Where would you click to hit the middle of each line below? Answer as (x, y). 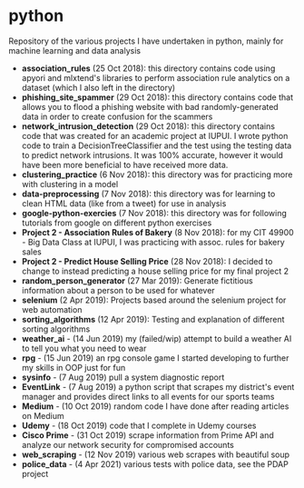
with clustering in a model (70, 184)
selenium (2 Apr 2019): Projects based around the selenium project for (154, 300)
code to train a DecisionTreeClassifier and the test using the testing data (157, 145)
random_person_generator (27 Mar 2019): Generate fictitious (137, 280)
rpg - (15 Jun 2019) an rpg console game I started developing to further (155, 358)
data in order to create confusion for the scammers (117, 116)
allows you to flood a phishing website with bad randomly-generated (150, 106)
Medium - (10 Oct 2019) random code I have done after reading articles (155, 406)
